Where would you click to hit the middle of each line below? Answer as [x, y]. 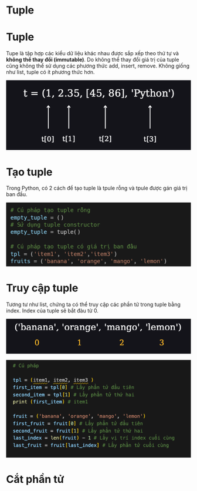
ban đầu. [17, 194]
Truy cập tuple [42, 288]
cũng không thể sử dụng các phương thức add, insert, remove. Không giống [98, 66]
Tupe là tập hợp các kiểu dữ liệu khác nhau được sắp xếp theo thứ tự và [92, 53]
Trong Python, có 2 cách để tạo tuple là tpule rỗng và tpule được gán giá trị [97, 188]
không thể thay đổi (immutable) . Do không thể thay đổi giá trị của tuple [93, 60]
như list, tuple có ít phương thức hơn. [50, 72]
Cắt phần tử [35, 479]
